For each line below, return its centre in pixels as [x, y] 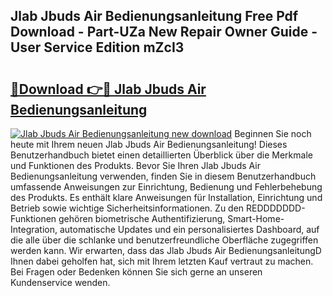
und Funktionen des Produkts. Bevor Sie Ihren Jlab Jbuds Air [135, 165]
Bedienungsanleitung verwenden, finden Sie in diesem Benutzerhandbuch [163, 176]
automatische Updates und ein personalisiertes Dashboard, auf [189, 229]
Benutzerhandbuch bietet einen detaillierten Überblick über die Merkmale [161, 155]
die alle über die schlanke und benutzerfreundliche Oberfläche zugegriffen [164, 240]
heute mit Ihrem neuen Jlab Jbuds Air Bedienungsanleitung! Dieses [149, 144]
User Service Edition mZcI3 [97, 47]
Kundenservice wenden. [60, 282]
